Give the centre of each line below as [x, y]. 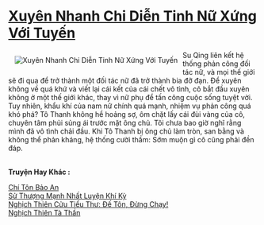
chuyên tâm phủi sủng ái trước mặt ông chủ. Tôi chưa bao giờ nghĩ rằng [125, 122]
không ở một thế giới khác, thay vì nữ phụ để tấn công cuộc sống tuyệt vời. [130, 97]
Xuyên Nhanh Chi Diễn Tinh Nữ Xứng [133, 16]
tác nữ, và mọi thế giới [218, 72]
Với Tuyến [42, 33]
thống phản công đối [216, 64]
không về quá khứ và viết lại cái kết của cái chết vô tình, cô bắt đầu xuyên [129, 89]
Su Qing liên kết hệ [213, 55]
